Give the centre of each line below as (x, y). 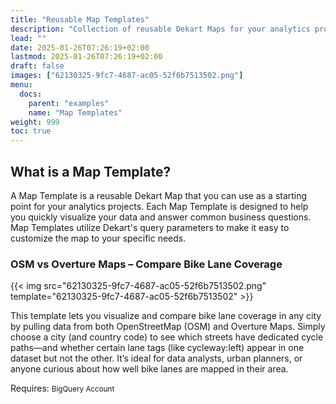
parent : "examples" (69, 103)
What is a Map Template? (91, 171)
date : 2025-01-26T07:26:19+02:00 (80, 47)
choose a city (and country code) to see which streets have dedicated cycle (167, 337)
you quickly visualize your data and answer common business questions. (161, 217)
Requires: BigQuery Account (62, 388)
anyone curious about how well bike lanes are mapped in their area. (149, 369)
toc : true (31, 131)
